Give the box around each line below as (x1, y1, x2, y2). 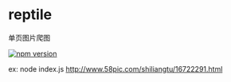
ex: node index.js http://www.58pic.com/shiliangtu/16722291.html (8, 64, 223, 73)
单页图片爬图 (8, 33, 50, 42)
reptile (8, 6, 53, 24)
